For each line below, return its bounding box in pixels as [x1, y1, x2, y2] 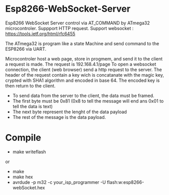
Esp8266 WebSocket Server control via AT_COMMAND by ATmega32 [5, 20, 150, 26]
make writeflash [12, 148, 47, 155]
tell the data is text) [12, 103, 53, 109]
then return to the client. [5, 82, 56, 89]
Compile [5, 132, 41, 144]
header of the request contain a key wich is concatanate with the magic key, [5, 72, 164, 78]
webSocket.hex [12, 184, 46, 190]
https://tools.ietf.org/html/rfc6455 [5, 30, 75, 37]
